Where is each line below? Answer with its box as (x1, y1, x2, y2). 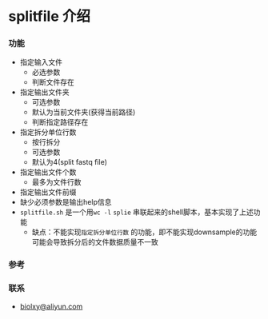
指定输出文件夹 (19, 87, 70, 97)
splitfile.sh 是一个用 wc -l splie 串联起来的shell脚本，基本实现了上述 (19, 207, 254, 217)
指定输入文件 (19, 58, 62, 67)
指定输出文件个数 (19, 167, 77, 177)
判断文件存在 (31, 78, 74, 87)
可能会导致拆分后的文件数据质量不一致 (31, 237, 158, 247)
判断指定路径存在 (31, 118, 89, 127)
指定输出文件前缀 (19, 187, 77, 197)
